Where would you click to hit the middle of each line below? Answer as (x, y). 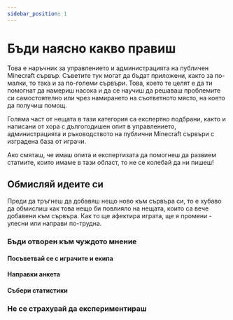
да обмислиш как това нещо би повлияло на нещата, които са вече (108, 208)
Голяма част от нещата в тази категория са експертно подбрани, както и (116, 119)
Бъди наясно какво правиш (92, 48)
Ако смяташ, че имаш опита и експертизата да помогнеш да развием (112, 154)
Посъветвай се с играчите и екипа (60, 258)
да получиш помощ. (37, 105)
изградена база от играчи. (47, 141)
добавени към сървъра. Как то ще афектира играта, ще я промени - (110, 216)
